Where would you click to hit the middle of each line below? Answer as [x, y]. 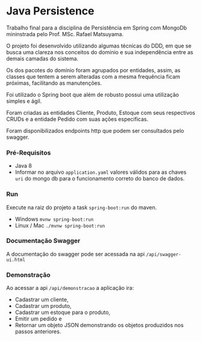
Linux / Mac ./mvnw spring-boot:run [60, 225]
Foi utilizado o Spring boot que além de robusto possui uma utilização [93, 94]
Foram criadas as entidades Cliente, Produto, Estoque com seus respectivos [101, 112]
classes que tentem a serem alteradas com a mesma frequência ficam [93, 76]
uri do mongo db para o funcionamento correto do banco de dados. [100, 179]
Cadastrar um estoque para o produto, [63, 312]
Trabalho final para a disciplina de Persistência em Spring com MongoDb [97, 28]
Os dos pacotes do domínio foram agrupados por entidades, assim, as [93, 70]
